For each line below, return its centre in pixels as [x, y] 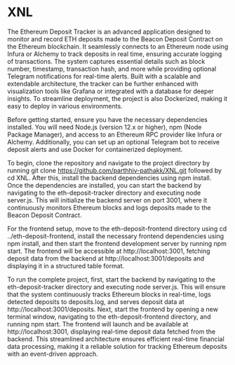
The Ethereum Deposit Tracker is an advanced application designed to [109, 32]
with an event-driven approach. [53, 354]
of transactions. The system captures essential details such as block [106, 61]
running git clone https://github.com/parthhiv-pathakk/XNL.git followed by [115, 170]
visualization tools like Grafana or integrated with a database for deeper [110, 91]
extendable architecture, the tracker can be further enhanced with [103, 83]
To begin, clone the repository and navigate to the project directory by [109, 163]
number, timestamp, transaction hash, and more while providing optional [112, 69]
